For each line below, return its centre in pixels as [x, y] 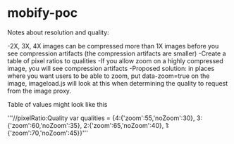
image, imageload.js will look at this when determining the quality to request [118, 83]
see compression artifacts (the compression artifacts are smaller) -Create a [117, 53]
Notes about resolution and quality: [58, 32]
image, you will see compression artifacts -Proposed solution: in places [111, 68]
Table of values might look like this [57, 104]
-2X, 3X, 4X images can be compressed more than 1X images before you [113, 46]
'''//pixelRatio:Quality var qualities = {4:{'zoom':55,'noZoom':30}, [101, 118]
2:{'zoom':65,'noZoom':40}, [124, 125]
